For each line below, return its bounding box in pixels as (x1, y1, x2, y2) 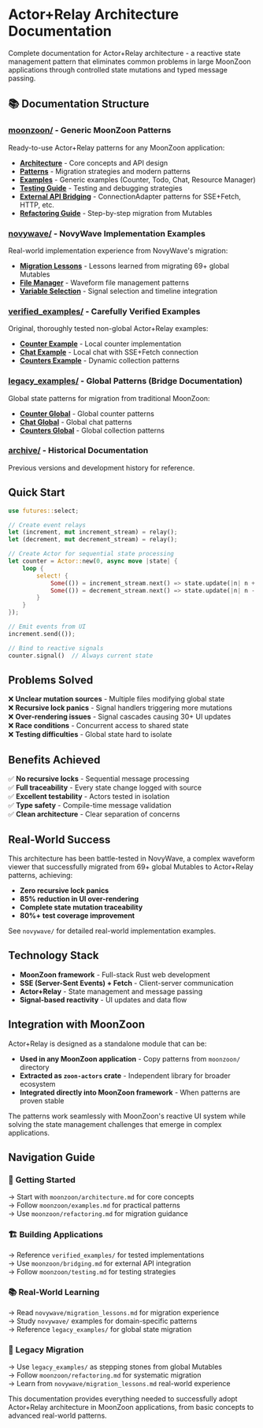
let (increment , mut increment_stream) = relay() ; (8, 528, 178, 537)
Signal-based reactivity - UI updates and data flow (19, 995, 187, 1004)
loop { (22, 564, 44, 572)
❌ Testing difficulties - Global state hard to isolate (8, 730, 172, 739)
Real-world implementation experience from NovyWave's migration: (8, 246, 228, 255)
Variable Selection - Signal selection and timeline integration (19, 286, 218, 296)
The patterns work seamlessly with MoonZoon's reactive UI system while (8, 1111, 246, 1121)
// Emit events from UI (8, 623, 87, 630)
